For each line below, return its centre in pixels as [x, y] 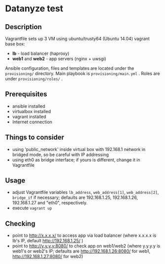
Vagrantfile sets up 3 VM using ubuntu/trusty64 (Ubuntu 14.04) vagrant [78, 38]
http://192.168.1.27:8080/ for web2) [48, 257]
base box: [15, 44]
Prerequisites [26, 94]
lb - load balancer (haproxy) [41, 53]
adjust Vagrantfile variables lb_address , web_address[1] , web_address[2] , [85, 192]
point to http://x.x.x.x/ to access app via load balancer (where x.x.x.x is [84, 235]
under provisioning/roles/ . [34, 79]
